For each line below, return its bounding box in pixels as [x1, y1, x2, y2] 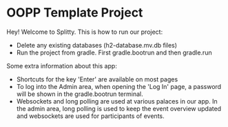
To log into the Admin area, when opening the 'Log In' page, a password [16, 82, 222, 90]
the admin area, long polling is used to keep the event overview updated [16, 104, 222, 113]
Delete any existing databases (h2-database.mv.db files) [16, 41, 177, 49]
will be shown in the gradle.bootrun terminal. [16, 90, 143, 98]
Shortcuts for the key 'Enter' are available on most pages [16, 75, 178, 84]
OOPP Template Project [6, 5, 143, 21]
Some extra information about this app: [6, 61, 118, 70]
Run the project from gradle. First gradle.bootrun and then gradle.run [16, 48, 212, 57]
